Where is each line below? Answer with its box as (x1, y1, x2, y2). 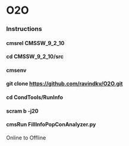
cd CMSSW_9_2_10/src (6, 53, 64, 60)
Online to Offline (6, 134, 46, 141)
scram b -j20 (6, 107, 39, 115)
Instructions (6, 25, 43, 33)
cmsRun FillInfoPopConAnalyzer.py (6, 121, 96, 128)
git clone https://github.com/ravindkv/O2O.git (6, 80, 123, 87)
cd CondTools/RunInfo (6, 94, 64, 101)
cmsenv (6, 66, 27, 74)
